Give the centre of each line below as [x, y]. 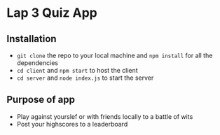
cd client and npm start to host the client [77, 70]
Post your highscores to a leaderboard [72, 124]
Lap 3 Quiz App [52, 13]
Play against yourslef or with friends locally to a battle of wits [105, 116]
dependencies [37, 63]
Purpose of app [41, 100]
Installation [32, 39]
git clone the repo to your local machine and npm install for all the [115, 55]
